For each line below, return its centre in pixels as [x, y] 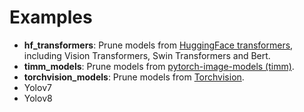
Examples [51, 17]
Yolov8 [38, 98]
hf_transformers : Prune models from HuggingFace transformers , [158, 45]
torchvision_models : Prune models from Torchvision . [134, 77]
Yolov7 [37, 87]
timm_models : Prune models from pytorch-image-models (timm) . [159, 66]
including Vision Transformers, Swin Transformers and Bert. [147, 55]
